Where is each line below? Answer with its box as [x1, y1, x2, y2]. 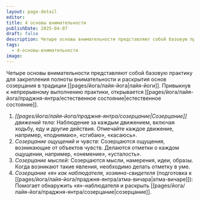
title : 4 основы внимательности [6, 20, 86, 26]
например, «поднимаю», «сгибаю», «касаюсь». [14, 131, 137, 139]
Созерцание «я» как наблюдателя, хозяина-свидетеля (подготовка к [14, 169, 192, 176]
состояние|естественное [97, 95, 162, 102]
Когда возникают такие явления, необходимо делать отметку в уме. [14, 163, 190, 170]
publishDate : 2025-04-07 [6, 25, 68, 32]
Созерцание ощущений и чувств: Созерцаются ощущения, [14, 137, 165, 145]
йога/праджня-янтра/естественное [6, 95, 96, 102]
